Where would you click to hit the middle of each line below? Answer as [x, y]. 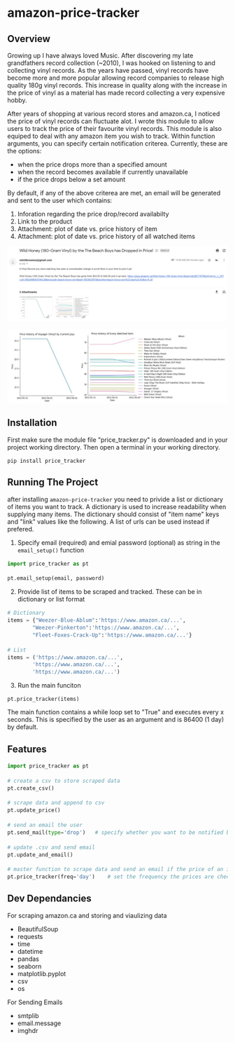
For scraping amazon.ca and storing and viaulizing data [87, 915]
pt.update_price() [34, 810]
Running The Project [53, 482]
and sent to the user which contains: [60, 200]
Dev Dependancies [50, 899]
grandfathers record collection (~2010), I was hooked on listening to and [111, 63]
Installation [32, 423]
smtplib [28, 1015]
